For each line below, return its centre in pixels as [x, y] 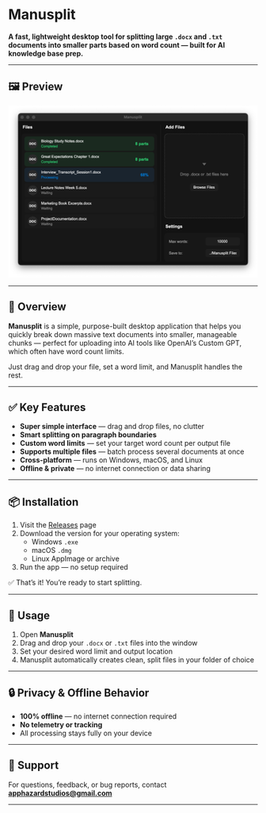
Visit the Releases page [58, 525]
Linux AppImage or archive [76, 559]
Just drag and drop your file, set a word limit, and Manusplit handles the [125, 366]
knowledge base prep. [46, 53]
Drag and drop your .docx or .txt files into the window [108, 643]
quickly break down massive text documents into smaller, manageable [123, 334]
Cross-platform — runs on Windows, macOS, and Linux [111, 460]
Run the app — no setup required [74, 567]
